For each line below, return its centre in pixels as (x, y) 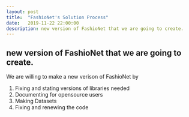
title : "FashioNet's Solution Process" (58, 17)
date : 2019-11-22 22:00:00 (43, 23)
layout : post (22, 12)
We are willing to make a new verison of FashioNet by (73, 77)
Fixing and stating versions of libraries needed (72, 88)
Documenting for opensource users (59, 95)
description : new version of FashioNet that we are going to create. (95, 28)
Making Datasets (36, 101)
